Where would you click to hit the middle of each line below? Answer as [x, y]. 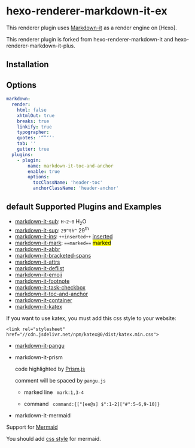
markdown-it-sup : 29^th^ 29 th [52, 229]
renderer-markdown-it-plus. [41, 46]
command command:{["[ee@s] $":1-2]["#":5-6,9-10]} [92, 404]
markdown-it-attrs [37, 262]
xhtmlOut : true [36, 115]
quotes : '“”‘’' [36, 138]
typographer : [33, 132]
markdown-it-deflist [39, 268]
